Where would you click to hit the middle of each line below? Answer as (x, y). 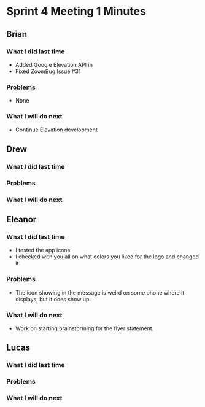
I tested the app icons (43, 250)
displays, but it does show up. (53, 299)
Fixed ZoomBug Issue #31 (48, 71)
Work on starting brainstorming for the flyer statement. (84, 328)
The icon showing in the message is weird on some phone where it (100, 292)
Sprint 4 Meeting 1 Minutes (76, 11)
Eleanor (21, 219)
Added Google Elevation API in (54, 64)
